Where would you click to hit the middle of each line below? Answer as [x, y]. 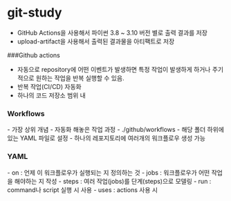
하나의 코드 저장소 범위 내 [52, 95]
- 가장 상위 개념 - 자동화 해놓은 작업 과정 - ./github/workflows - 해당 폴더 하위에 [116, 130]
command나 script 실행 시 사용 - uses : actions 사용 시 [82, 190]
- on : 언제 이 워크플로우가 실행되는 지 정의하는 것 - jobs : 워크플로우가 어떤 [109, 172]
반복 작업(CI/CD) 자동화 [49, 86]
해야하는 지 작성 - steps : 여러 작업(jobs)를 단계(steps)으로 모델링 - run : [113, 181]
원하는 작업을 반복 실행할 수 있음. [80, 78]
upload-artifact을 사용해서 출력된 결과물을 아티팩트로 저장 [96, 41]
